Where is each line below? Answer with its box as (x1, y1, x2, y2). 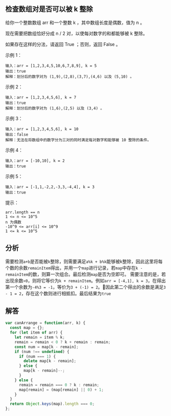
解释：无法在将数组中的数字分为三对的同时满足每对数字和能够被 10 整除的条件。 (5, 137, 152, 142)
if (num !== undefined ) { (14, 349, 70, 354)
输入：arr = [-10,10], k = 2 (5, 158, 65, 163)
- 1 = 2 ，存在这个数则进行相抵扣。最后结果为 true (5, 290, 111, 296)
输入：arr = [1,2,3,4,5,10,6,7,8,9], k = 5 (5, 63, 97, 68)
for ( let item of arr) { (10, 330, 63, 335)
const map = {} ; (10, 325, 44, 331)
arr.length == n (5, 209, 40, 215)
